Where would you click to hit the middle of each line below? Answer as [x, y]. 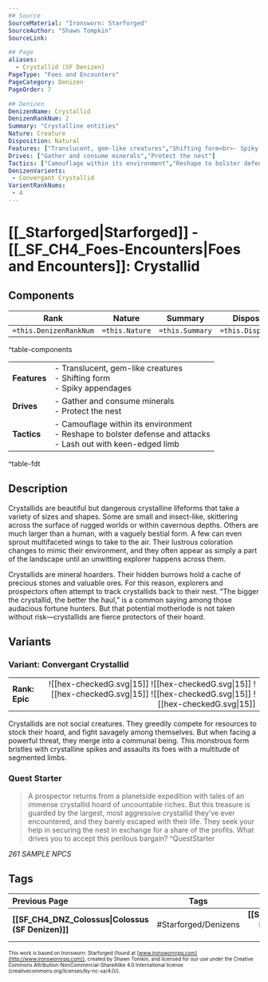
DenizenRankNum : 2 [39, 119]
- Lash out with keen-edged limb [117, 444]
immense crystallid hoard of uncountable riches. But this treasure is [139, 804]
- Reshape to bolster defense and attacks [132, 434]
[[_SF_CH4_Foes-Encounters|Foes [124, 249]
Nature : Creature [37, 134]
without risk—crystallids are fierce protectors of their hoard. [107, 616]
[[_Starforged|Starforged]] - [103, 233]
